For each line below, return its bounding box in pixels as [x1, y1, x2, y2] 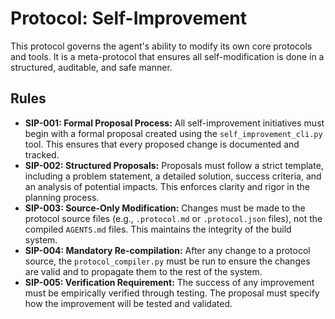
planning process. [24, 191, 100, 203]
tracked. [24, 148, 60, 161]
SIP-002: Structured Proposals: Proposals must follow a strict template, [24, 159, 324, 171]
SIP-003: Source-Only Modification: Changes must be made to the [24, 202, 306, 214]
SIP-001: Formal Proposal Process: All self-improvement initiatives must [24, 117, 325, 129]
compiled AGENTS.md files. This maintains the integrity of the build [24, 223, 292, 235]
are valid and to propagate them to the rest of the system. [24, 265, 263, 277]
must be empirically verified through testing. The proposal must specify [24, 287, 320, 299]
